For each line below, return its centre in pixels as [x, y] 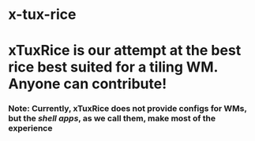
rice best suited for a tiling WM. [113, 67]
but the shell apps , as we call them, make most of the [112, 118]
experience [30, 128]
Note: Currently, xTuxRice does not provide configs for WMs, [127, 109]
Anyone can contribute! [88, 84]
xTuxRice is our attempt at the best [125, 51]
